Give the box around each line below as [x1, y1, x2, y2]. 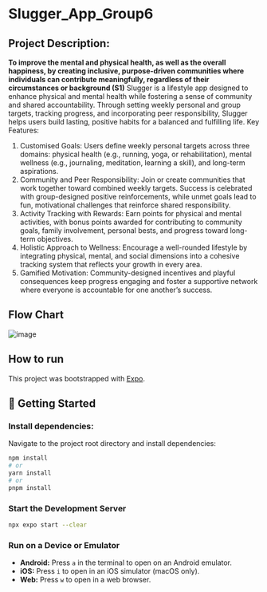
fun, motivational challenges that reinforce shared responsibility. [19, 200, 231, 210]
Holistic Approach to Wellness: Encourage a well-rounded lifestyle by [19, 243, 248, 252]
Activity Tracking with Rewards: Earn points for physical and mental [19, 209, 241, 218]
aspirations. [19, 167, 59, 176]
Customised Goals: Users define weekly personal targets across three [19, 141, 250, 150]
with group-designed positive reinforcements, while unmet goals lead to [19, 192, 257, 201]
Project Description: [8, 37, 110, 50]
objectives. [37, 235, 73, 243]
